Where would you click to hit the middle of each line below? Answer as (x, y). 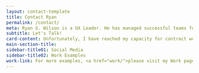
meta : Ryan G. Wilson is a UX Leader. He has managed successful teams (96, 28)
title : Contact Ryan (32, 17)
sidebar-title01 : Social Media (45, 50)
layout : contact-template (38, 11)
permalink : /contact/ (33, 22)
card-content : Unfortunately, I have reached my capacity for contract (96, 39)
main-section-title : (32, 45)
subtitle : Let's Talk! (34, 34)
